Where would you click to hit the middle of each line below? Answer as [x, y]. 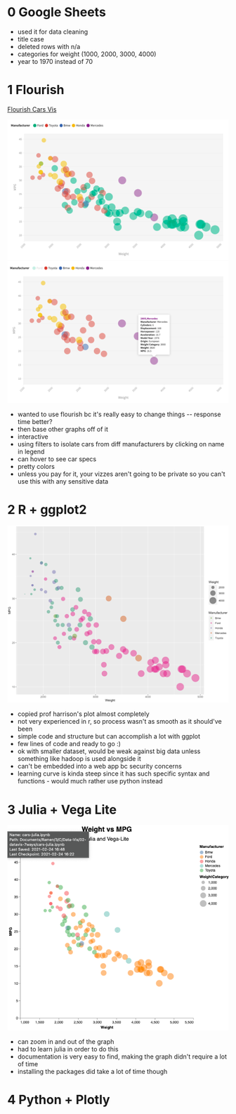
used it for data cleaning [53, 32]
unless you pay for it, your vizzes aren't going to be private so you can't [121, 474]
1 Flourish [36, 90]
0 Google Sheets [57, 12]
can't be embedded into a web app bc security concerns [100, 767]
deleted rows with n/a [49, 46]
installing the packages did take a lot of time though [92, 1072]
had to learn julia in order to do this [68, 1049]
